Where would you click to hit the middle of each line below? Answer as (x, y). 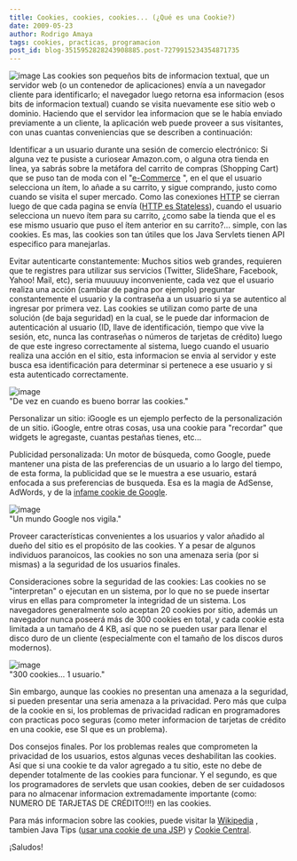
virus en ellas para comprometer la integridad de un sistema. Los (128, 601)
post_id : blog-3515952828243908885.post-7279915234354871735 (125, 51)
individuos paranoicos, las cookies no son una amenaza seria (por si (134, 555)
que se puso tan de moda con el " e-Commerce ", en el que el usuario (136, 178)
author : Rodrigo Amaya (51, 34)
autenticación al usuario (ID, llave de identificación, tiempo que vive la (137, 327)
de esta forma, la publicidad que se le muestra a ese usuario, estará (133, 474)
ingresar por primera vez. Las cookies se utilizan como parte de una (133, 308)
